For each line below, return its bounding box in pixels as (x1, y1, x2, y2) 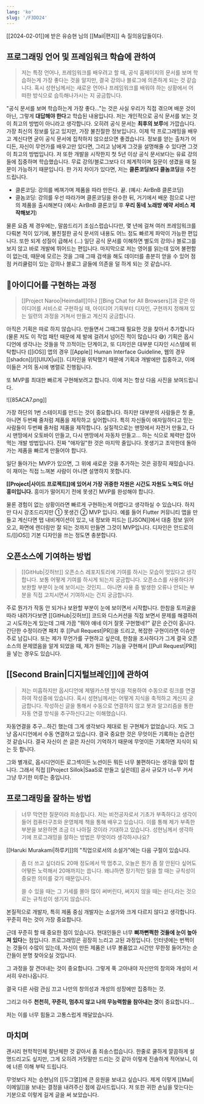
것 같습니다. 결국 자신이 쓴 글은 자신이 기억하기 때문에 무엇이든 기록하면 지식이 (6, 738, 192, 745)
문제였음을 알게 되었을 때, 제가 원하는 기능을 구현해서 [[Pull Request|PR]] (22, 642, 197, 649)
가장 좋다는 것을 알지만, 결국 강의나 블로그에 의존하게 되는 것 (42, 77, 186, 84)
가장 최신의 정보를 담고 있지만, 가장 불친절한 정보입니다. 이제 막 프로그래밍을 (6, 127, 187, 135)
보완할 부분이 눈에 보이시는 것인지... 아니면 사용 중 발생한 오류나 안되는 (21, 583, 189, 591)
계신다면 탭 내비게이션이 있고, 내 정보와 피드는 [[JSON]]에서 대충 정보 (17, 516, 183, 524)
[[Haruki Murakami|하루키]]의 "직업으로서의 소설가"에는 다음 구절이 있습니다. (6, 846, 191, 853)
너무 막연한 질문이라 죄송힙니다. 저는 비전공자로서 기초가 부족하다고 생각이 (21, 810, 197, 817)
